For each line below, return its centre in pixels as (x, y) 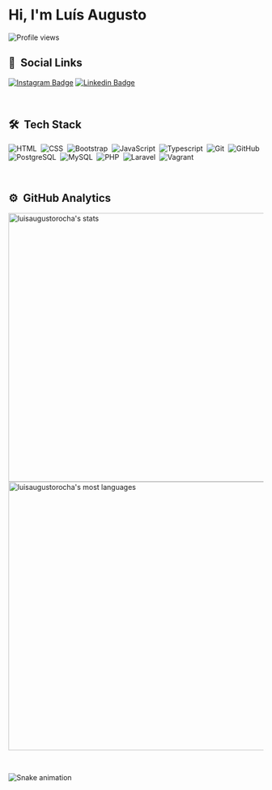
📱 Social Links (45, 63)
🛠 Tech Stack (45, 125)
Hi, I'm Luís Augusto (78, 15)
